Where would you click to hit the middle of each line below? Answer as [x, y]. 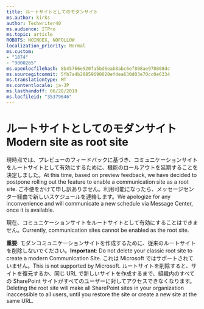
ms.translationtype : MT [37, 80]
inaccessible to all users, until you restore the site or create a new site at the [102, 294]
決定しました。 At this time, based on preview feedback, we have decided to [102, 175]
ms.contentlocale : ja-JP [38, 86]
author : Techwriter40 [34, 23]
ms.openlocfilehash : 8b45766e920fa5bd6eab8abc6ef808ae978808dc [88, 68]
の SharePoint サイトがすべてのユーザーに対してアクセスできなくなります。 [101, 281]
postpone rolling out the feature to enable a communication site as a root [97, 182]
